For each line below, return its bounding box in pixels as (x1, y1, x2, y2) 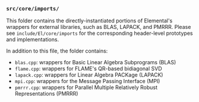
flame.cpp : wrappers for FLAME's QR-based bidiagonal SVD (14, 65, 162, 73)
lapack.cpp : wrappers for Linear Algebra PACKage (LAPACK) (14, 71, 163, 78)
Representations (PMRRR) (14, 90, 78, 97)
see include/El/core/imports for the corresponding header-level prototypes (6, 29, 193, 37)
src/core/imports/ (6, 5, 59, 12)
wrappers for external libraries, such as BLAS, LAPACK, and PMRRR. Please (6, 24, 191, 31)
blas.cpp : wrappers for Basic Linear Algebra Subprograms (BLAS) (14, 59, 176, 66)
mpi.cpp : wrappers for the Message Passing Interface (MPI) (14, 78, 160, 85)
